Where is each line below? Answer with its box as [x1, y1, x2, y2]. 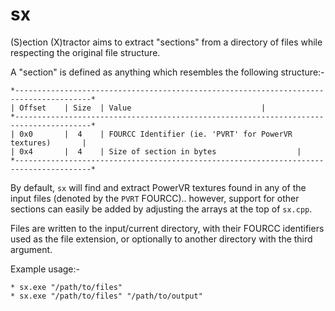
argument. [10, 243, 53, 255]
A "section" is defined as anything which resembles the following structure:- [10, 66, 325, 78]
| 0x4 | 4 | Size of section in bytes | [10, 146, 302, 157]
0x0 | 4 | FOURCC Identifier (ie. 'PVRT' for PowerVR [19, 129, 293, 139]
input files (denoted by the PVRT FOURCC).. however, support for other [10, 192, 300, 204]
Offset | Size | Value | [19, 103, 267, 113]
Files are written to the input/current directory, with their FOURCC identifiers [10, 222, 325, 234]
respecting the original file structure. [10, 46, 161, 58]
